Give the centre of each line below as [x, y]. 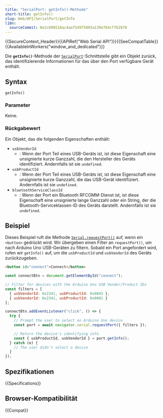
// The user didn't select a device [51, 347]
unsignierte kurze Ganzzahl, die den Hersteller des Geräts [77, 159]
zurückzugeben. [21, 258]
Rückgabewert [23, 128]
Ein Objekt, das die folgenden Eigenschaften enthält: [58, 139]
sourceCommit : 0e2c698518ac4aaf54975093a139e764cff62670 [68, 28]
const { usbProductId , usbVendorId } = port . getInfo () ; [72, 338]
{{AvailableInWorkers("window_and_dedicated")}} [55, 47]
